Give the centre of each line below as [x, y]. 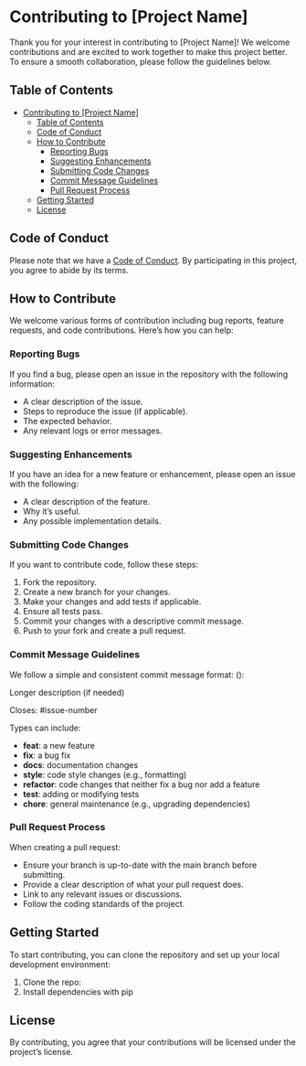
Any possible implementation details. [92, 521]
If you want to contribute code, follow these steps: [104, 565]
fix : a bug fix [47, 755]
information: [32, 384]
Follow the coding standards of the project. [104, 903]
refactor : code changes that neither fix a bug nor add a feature [141, 784]
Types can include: [45, 728]
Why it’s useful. [52, 511]
